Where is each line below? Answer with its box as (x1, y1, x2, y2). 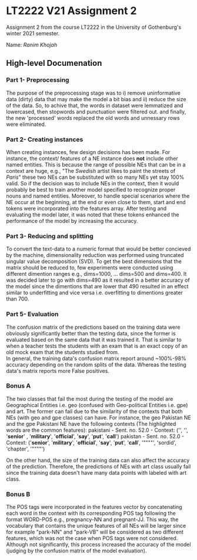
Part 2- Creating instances (6, 135, 84, 144)
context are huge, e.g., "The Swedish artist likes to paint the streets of (6, 167, 176, 174)
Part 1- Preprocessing (6, 76, 69, 84)
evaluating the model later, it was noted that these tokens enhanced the (6, 211, 179, 218)
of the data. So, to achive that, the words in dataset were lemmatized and (6, 102, 183, 109)
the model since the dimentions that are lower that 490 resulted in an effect (6, 283, 189, 290)
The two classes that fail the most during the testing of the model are (6, 395, 173, 402)
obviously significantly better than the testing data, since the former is (6, 329, 176, 336)
